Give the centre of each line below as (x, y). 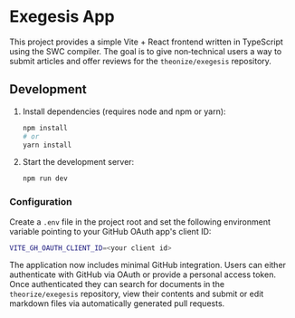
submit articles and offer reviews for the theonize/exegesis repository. (140, 61)
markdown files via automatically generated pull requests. (117, 304)
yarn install (47, 145)
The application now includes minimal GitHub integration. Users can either (148, 265)
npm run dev (45, 178)
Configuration (41, 202)
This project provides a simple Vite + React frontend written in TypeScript (146, 42)
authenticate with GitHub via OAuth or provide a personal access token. (143, 275)
